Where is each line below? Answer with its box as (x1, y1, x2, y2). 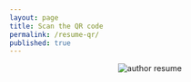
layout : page (9, 13, 59, 23)
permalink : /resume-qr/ (9, 30, 100, 39)
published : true (9, 38, 71, 48)
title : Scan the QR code (9, 22, 104, 31)
